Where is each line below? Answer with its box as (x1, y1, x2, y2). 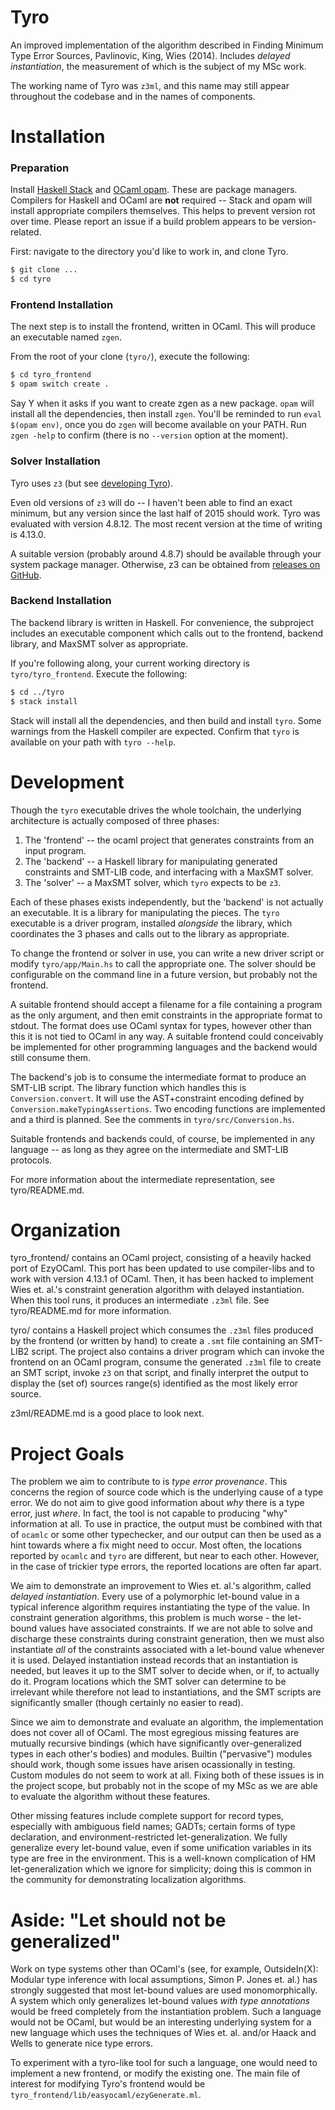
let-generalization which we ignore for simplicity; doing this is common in (10, 1863, 312, 1875)
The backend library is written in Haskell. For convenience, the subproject (10, 616, 315, 628)
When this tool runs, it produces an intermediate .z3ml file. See (10, 1294, 270, 1306)
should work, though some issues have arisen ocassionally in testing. (10, 1759, 296, 1771)
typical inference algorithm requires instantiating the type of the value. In (10, 1601, 310, 1613)
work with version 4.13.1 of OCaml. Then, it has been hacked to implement (10, 1273, 314, 1285)
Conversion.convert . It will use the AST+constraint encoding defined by (10, 1092, 305, 1104)
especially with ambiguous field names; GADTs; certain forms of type (10, 1821, 296, 1833)
